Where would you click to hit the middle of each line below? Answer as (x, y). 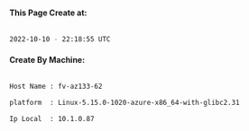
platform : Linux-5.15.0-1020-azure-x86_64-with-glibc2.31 (125, 103)
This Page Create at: (48, 13)
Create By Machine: (47, 59)
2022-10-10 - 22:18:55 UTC (60, 39)
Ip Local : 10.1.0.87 (52, 119)
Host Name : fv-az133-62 (56, 87)
